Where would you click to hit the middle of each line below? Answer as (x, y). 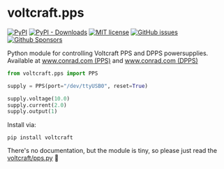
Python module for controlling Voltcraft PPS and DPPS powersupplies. (108, 53)
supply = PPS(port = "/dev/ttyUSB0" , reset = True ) (78, 86)
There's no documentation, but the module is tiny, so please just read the (112, 151)
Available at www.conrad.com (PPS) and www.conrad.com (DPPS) (103, 60)
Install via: (22, 125)
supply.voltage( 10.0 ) (39, 98)
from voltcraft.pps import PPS (53, 73)
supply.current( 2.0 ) (37, 105)
